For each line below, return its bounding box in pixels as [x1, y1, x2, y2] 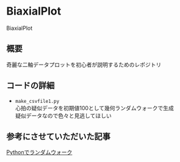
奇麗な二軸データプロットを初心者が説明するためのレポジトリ [6, 61, 162, 68]
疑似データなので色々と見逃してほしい [15, 111, 112, 119]
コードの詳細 [6, 80, 55, 91]
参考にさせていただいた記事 [6, 131, 111, 141]
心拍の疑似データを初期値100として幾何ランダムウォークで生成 [15, 104, 174, 111]
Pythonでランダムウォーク [6, 149, 73, 156]
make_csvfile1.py [15, 98, 60, 104]
